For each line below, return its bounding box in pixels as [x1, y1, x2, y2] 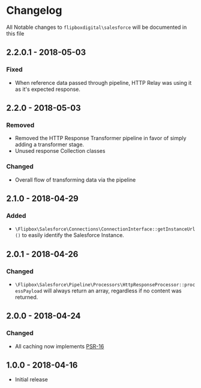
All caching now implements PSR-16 [14, 342, 104, 350]
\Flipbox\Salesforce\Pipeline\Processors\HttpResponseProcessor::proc [14, 282, 196, 288]
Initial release [14, 376, 48, 383]
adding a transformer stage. [14, 141, 85, 148]
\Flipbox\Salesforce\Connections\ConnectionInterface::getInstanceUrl [14, 226, 196, 232]
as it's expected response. [14, 85, 81, 93]
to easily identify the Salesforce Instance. [22, 232, 124, 239]
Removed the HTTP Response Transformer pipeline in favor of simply [14, 135, 187, 142]
